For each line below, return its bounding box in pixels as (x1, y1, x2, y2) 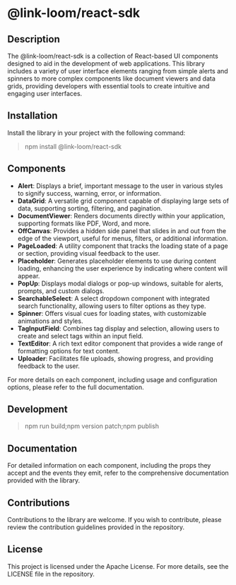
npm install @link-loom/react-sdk (24, 142, 122, 150)
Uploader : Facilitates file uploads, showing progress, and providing (17, 354, 213, 362)
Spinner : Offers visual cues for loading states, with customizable (17, 309, 207, 317)
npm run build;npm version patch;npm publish (24, 422, 159, 430)
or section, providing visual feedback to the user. (17, 249, 160, 257)
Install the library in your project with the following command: (7, 129, 186, 137)
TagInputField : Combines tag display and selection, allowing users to (17, 324, 220, 333)
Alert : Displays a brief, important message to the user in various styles (17, 182, 223, 190)
